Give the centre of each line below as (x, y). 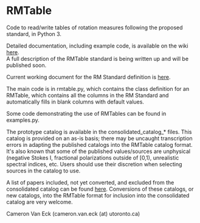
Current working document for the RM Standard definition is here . (89, 77)
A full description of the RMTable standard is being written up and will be (98, 58)
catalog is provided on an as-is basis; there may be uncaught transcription (99, 138)
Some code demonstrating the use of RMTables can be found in (86, 113)
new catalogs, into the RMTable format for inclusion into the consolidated (98, 195)
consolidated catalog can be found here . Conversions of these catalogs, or (100, 189)
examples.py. (23, 120)
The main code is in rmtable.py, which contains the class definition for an (98, 88)
